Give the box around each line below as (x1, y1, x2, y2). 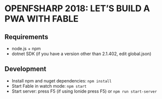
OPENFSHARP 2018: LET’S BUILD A (4, 3, 150, 14)
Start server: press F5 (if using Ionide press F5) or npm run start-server (11, 88, 157, 94)
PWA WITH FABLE (4, 13, 79, 24)
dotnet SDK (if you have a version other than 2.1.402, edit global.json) (11, 51, 152, 57)
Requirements (4, 33, 48, 41)
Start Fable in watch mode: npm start (11, 83, 87, 89)
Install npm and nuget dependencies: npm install (11, 78, 112, 83)
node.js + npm (11, 46, 41, 51)
